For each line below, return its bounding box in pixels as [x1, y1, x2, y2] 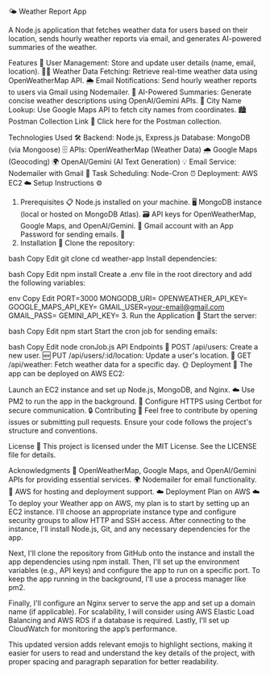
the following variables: [8, 278, 86, 287]
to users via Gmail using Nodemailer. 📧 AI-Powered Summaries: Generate [8, 87, 252, 97]
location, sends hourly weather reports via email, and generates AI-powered [8, 34, 262, 43]
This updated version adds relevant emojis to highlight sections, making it [8, 640, 253, 649]
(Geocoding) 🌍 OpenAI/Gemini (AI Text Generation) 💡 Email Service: [8, 157, 237, 166]
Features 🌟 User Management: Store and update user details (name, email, [8, 58, 256, 67]
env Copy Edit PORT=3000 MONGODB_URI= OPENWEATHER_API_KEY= [8, 294, 248, 303]
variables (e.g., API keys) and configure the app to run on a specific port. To [8, 566, 260, 575]
